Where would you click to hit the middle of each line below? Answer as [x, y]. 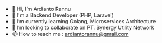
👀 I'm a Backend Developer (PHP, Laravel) [62, 15]
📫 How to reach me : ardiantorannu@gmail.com [70, 34]
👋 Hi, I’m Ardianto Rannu [41, 9]
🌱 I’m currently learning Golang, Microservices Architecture [84, 21]
